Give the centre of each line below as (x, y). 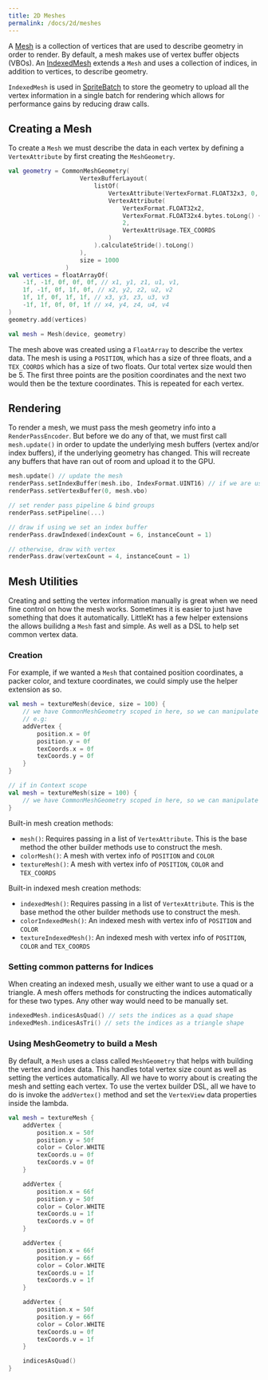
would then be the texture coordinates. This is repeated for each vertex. (126, 383)
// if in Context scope (48, 786)
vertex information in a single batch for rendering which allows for (116, 95)
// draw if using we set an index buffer (78, 527)
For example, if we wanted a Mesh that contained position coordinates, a (126, 672)
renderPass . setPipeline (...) (57, 513)
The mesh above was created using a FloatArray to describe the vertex (126, 349)
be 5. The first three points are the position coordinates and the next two (127, 375)
